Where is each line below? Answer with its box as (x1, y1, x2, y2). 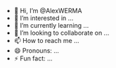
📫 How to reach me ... (13, 37, 79, 44)
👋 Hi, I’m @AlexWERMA (13, 7, 82, 15)
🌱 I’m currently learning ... (13, 22, 89, 29)
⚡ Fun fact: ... (13, 54, 53, 62)
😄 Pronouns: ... (13, 46, 60, 55)
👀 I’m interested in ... (13, 14, 74, 22)
